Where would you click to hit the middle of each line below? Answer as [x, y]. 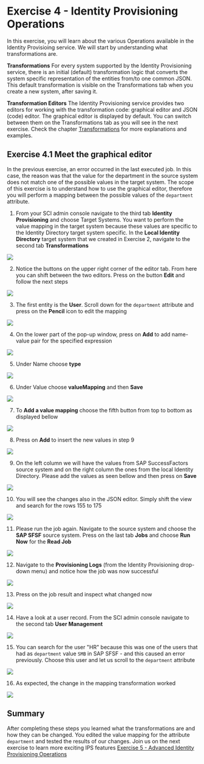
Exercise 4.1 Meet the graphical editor [80, 155]
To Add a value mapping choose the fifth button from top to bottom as [104, 410]
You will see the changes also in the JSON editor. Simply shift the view [104, 499]
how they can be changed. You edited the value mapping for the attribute [98, 735]
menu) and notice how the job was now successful [95, 571]
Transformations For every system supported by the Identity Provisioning [99, 66]
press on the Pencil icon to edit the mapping [71, 311]
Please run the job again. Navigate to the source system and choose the [106, 528]
